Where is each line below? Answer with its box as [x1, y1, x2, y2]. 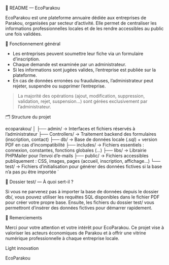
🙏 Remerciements [5, 215, 42, 221]
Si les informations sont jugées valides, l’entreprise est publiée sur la [12, 67, 156, 73]
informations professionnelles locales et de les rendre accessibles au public [5, 25, 164, 32]
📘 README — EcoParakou [5, 5, 60, 11]
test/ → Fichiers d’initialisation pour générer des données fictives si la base [5, 163, 162, 169]
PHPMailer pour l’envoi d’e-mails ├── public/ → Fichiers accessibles [5, 153, 149, 159]
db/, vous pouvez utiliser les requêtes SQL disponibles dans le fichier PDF [5, 194, 160, 200]
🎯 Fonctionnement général [5, 41, 61, 47]
